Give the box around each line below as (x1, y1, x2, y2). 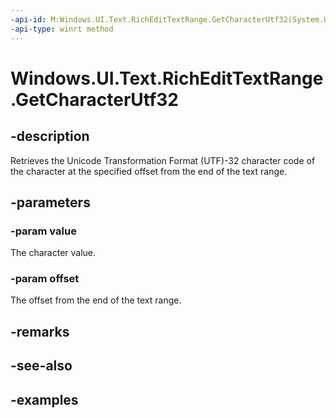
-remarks (10, 323, 70, 340)
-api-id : (10, 14, 47, 25)
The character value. (10, 247, 97, 259)
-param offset (10, 272, 80, 286)
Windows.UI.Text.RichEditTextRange (10, 67, 324, 90)
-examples (10, 391, 79, 408)
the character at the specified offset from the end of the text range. (10, 165, 288, 177)
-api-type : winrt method (10, 24, 114, 34)
